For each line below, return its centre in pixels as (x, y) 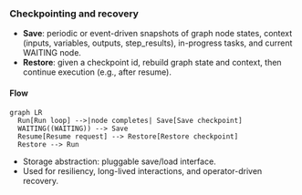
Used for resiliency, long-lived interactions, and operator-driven (142, 170)
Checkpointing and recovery (74, 14)
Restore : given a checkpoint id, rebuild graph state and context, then (152, 63)
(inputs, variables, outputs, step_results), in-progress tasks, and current (157, 43)
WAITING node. (52, 53)
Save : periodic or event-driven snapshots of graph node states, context (157, 34)
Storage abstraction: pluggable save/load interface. (119, 161)
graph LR (26, 112)
